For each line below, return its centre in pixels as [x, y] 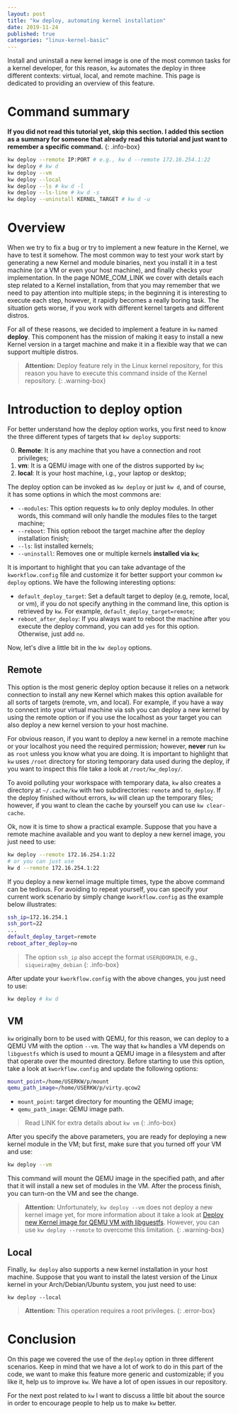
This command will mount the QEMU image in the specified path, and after [116, 1178]
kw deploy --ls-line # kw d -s [53, 193]
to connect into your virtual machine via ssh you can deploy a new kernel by [118, 709]
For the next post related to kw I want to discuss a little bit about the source [116, 1395]
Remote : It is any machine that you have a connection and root [109, 450]
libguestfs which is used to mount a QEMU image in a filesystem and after [117, 1053]
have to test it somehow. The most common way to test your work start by [115, 255]
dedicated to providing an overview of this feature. [81, 83]
